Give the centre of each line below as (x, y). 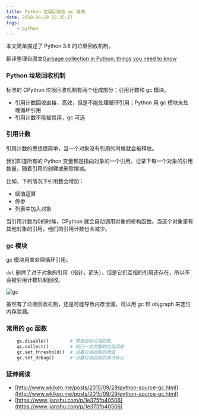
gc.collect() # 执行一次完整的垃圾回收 (70, 347)
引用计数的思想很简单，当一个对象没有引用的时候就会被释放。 (82, 148)
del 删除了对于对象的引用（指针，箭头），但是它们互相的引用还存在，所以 (96, 272)
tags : (13, 23)
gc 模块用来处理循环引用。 (39, 260)
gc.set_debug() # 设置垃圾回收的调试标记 (70, 358)
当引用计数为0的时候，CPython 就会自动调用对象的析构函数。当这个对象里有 (100, 221)
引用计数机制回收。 (40, 280)
